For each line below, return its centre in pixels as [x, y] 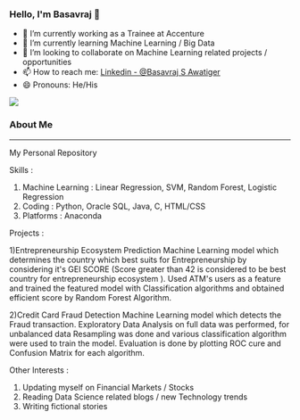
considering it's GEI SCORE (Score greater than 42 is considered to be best [148, 269]
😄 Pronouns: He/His [60, 85]
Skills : [21, 169]
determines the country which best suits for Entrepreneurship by [128, 259]
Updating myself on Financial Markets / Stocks [108, 387]
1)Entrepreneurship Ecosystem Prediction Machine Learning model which [144, 250]
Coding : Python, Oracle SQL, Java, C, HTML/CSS [114, 206]
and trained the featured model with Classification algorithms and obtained [147, 288]
